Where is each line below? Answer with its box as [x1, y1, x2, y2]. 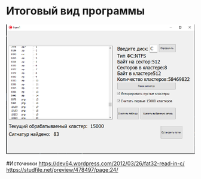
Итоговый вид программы [6, 4, 145, 18]
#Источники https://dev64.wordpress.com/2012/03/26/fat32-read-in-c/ [6, 160, 185, 167]
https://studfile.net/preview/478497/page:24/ [6, 166, 118, 173]
